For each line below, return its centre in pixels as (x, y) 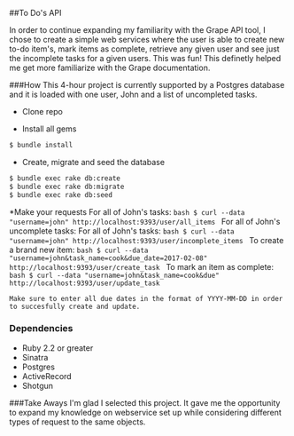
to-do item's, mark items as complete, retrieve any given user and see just (145, 49)
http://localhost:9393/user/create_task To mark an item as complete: (142, 266)
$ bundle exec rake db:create (65, 178)
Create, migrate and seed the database (93, 162)
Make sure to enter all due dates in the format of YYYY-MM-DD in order (146, 298)
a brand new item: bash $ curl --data (79, 250)
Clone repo (43, 111)
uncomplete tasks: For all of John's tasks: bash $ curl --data (122, 231)
